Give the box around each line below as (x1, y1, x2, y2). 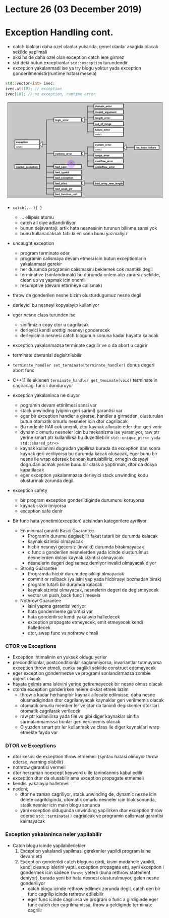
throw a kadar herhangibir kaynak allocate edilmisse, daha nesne (20, 692, 155, 698)
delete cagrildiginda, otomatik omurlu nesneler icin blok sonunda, (20, 797, 156, 803)
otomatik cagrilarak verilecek (20, 708, 81, 714)
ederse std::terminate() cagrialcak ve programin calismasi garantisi (20, 813, 163, 819)
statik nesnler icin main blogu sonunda (20, 802, 100, 808)
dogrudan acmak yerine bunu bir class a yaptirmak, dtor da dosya (20, 461, 157, 467)
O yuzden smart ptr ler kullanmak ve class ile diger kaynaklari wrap (20, 724, 160, 730)
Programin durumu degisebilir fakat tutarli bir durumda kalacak (27, 533, 158, 539)
